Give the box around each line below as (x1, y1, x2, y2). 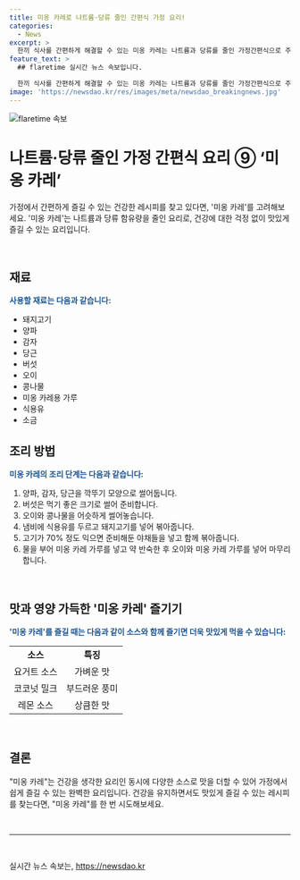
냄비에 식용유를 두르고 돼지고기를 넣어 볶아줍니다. (21, 521, 195, 532)
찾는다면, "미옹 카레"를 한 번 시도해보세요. (18, 798, 164, 809)
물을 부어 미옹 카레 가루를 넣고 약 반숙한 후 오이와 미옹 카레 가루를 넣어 (21, 544, 268, 554)
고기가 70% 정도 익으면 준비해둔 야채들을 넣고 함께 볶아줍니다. (21, 533, 239, 544)
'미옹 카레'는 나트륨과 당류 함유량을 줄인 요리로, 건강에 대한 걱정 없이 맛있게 (28, 212, 290, 224)
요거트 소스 (13, 665, 58, 678)
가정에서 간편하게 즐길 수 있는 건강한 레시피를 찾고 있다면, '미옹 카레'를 (9, 201, 254, 212)
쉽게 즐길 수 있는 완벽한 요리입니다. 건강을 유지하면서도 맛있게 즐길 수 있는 (9, 787, 266, 798)
